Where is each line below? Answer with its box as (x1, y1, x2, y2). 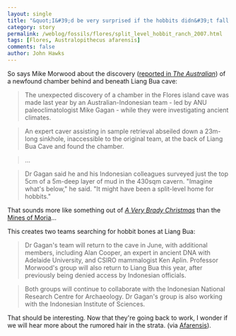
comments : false (7, 43, 55, 50)
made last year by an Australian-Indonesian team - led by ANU (24, 98, 207, 106)
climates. (24, 113, 52, 121)
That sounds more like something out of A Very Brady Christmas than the (7, 206, 221, 214)
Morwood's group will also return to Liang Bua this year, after (24, 263, 203, 271)
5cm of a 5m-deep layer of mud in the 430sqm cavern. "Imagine (24, 177, 213, 185)
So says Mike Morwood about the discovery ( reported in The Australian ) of (7, 69, 226, 78)
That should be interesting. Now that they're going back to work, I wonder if (7, 313, 228, 322)
